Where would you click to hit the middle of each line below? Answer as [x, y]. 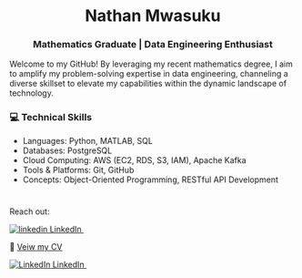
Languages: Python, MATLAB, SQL [87, 140]
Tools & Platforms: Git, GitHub [78, 170]
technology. [32, 93]
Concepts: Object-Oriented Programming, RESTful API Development [151, 180]
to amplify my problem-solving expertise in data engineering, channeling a [149, 74]
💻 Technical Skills [51, 118]
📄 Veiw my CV [36, 246]
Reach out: [30, 211]
